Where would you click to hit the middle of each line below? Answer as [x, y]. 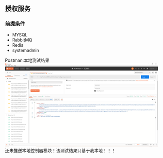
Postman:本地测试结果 [27, 60]
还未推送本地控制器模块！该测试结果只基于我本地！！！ [60, 151]
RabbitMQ [22, 40]
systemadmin [25, 50]
